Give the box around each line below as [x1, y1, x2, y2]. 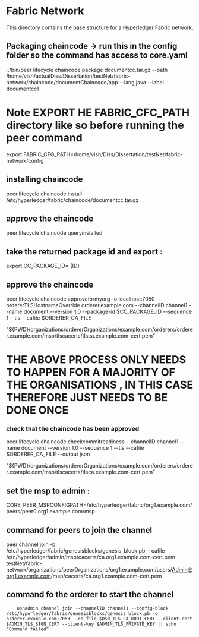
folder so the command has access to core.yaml [6, 51, 188, 61]
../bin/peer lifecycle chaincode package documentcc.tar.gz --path [6, 66, 168, 73]
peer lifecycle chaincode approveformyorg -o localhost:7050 [6, 295, 155, 302]
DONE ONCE [6, 403, 69, 417]
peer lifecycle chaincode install [6, 190, 82, 197]
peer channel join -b [6, 541, 56, 548]
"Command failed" [6, 626, 49, 632]
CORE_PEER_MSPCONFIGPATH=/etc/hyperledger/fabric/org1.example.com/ [6, 502, 192, 509]
